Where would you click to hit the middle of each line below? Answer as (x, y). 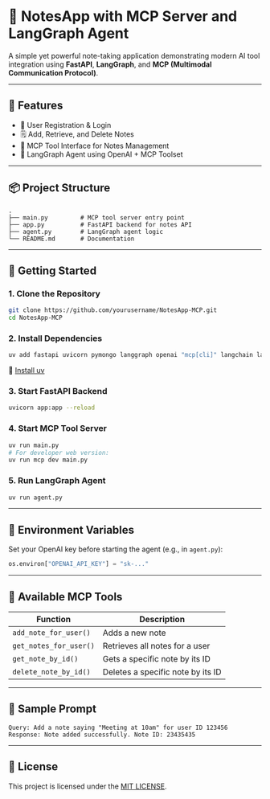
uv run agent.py (35, 498)
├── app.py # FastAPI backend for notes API (100, 224)
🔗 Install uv (27, 371)
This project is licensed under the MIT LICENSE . (88, 786)
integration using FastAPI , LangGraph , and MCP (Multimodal (110, 64)
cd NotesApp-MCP (35, 318)
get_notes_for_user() (53, 645)
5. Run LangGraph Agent (57, 481)
